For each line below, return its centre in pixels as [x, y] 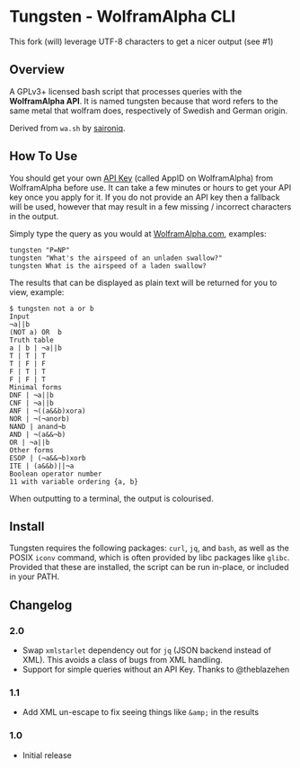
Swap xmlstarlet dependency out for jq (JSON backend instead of [147, 650]
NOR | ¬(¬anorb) [40, 419]
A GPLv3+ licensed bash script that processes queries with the [126, 91]
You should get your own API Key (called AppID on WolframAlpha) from [141, 178]
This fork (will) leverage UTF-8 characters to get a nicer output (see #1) [141, 41]
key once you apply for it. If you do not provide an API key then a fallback [145, 197]
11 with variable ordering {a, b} [74, 482]
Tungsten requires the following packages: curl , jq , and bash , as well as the [149, 548]
